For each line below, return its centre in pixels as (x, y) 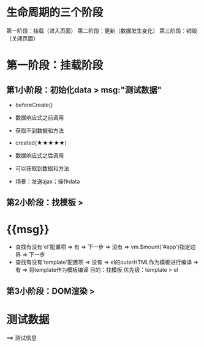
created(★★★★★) (41, 143)
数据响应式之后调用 (40, 155)
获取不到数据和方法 (40, 130)
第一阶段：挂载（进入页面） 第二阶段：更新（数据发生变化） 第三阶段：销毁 (102, 31)
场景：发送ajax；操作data (47, 181)
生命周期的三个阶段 (55, 13)
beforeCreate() (34, 105)
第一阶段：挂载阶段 (55, 65)
